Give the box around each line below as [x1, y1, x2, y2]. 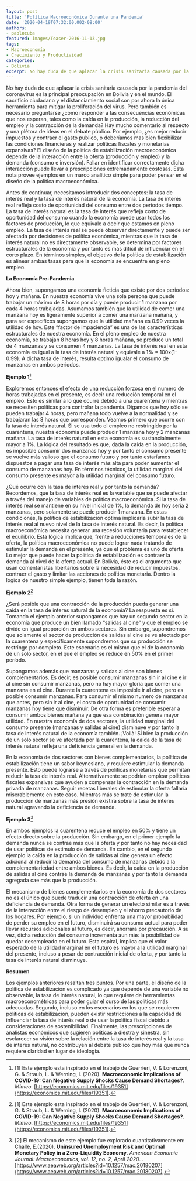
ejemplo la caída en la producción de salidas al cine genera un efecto [6, 852, 173, 859]
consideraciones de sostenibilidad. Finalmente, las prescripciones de [6, 1023, 172, 1030]
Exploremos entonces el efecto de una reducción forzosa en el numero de [6, 385, 184, 392]
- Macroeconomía [6, 47, 45, 53]
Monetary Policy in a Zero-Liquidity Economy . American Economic [14, 1149, 178, 1156]
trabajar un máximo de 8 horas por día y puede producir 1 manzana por [6, 299, 177, 306]
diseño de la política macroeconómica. [6, 178, 99, 185]
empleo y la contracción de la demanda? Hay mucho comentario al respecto [6, 122, 190, 129]
